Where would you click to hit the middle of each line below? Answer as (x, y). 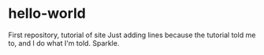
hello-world (47, 14)
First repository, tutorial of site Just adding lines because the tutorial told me (132, 35)
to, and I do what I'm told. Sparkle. (64, 43)
